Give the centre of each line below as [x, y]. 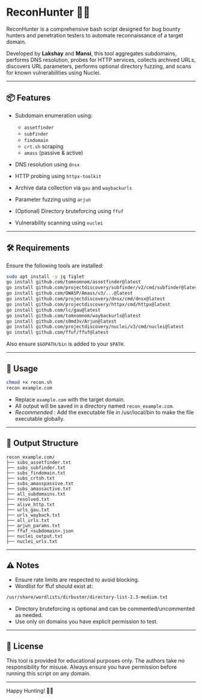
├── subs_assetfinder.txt [38, 462]
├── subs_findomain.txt [36, 473]
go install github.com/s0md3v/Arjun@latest [62, 321]
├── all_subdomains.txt [36, 494]
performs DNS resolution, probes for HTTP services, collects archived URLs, [101, 60]
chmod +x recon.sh [29, 382]
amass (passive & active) [54, 152]
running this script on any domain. [49, 674]
